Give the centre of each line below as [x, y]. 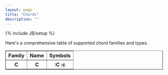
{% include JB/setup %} [30, 33]
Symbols [60, 55]
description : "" [22, 19]
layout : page [19, 10]
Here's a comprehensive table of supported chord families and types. [77, 43]
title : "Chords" [22, 14]
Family [16, 55]
